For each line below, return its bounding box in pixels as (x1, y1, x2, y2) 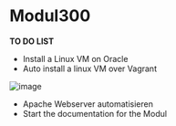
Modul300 (9, 5, 91, 26)
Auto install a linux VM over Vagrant (22, 63, 158, 74)
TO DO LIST (9, 36, 55, 47)
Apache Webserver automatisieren (22, 98, 153, 110)
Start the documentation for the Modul (22, 108, 167, 119)
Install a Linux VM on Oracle (22, 53, 129, 64)
